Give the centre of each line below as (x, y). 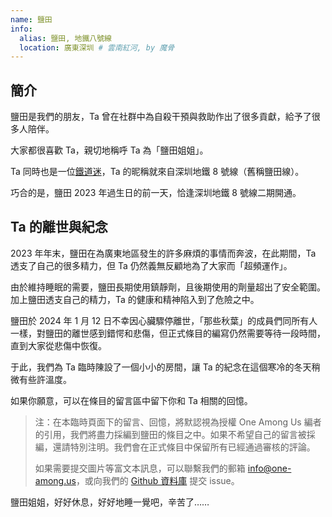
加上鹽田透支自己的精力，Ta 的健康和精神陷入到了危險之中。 (135, 299)
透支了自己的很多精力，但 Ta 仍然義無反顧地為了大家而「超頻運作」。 (151, 265)
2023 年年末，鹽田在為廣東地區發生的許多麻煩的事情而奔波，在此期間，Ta (163, 253)
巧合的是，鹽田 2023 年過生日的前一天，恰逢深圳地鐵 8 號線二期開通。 (156, 193)
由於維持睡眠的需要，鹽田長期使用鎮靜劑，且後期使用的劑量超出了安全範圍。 (168, 287)
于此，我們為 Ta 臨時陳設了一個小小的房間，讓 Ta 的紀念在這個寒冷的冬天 (161, 367)
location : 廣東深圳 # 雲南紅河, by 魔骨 (97, 47)
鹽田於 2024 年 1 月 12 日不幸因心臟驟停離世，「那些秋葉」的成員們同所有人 (164, 320)
